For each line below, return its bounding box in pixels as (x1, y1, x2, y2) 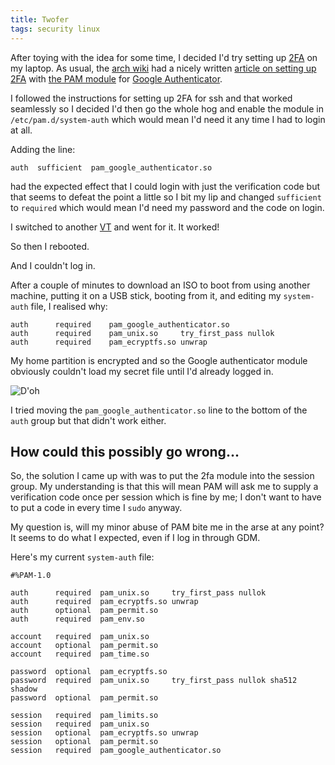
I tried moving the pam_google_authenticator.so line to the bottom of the (10, 404, 308, 416)
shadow (10, 684, 38, 695)
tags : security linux (10, 24, 101, 34)
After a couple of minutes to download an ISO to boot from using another (10, 279, 311, 291)
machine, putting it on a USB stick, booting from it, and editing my (10, 289, 282, 301)
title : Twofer (10, 14, 70, 25)
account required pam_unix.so (10, 632, 150, 642)
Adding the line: (10, 143, 76, 155)
